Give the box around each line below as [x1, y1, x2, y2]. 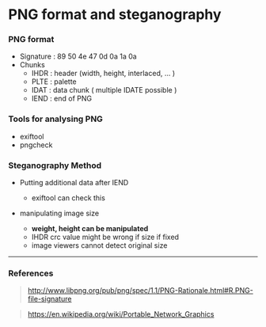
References [8, 268, 54, 279]
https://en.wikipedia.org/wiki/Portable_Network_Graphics [27, 310, 215, 319]
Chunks [19, 60, 45, 70]
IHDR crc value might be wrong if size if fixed [31, 232, 180, 242]
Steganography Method [8, 160, 102, 171]
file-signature [27, 295, 72, 304]
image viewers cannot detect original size [31, 241, 168, 250]
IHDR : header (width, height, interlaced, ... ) [31, 69, 176, 78]
